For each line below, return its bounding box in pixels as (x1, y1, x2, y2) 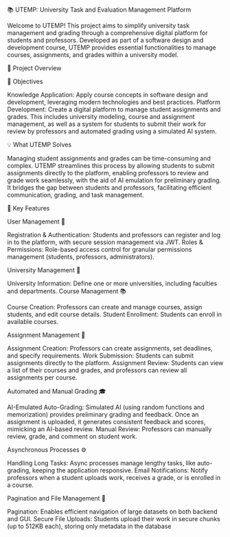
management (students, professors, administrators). (7, 253, 154, 261)
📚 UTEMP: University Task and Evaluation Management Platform (7, 6, 192, 14)
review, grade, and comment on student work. (7, 432, 137, 440)
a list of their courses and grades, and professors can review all (7, 366, 187, 374)
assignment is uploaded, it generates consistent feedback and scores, (7, 418, 206, 426)
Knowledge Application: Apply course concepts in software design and (7, 91, 208, 98)
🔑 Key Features (7, 204, 50, 212)
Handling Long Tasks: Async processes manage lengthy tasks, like (7, 459, 196, 467)
